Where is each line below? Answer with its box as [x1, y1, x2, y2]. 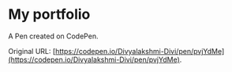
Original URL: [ [8, 46, 56, 56]
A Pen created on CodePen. [8, 31, 99, 41]
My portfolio [8, 5, 91, 23]
